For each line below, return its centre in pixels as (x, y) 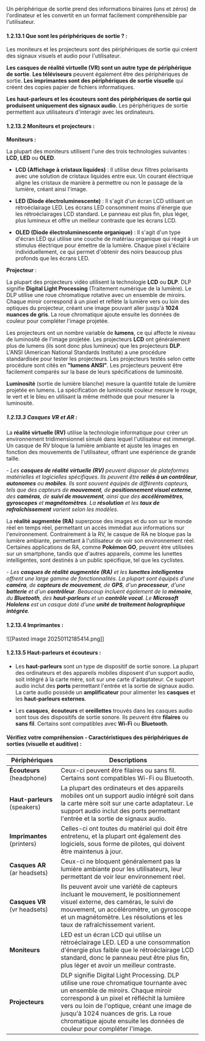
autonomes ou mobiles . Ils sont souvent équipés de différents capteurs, (98, 484)
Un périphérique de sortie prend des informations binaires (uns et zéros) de (101, 9)
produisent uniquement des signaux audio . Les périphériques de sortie (97, 106)
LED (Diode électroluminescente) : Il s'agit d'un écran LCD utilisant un (104, 201)
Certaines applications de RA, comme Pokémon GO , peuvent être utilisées (100, 547)
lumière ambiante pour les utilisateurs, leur (121, 869)
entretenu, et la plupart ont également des (121, 836)
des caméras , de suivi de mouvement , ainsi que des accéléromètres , (95, 496)
